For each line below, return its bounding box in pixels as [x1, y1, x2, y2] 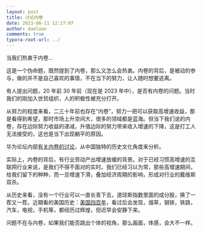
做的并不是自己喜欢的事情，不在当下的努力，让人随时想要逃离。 [16, 75, 175, 81]
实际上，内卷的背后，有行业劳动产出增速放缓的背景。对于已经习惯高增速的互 [6, 156, 196, 163]
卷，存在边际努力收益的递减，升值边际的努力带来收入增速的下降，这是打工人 [6, 123, 196, 130]
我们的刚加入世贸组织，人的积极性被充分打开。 [6, 95, 122, 102]
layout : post [6, 8, 39, 15]
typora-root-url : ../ [6, 37, 61, 43]
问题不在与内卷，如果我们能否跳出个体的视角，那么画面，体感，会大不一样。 [6, 219, 196, 226]
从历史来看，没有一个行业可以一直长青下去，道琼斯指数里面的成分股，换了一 [6, 191, 196, 198]
